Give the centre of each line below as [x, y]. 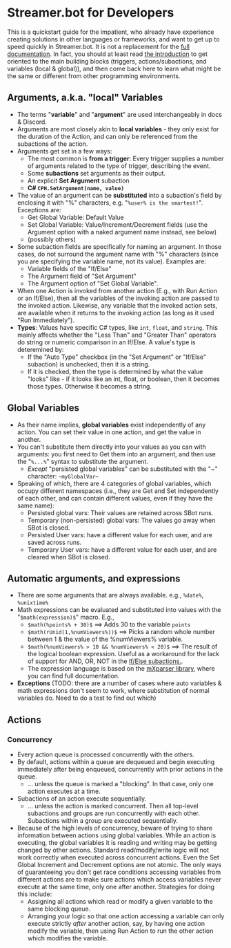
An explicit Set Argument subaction [78, 180]
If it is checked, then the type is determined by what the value [115, 371]
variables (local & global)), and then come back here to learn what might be [114, 68]
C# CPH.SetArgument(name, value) [76, 187]
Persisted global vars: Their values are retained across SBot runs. [120, 512]
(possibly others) [51, 239]
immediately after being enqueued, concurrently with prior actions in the [120, 770]
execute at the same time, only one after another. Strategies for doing [116, 887]
